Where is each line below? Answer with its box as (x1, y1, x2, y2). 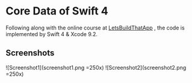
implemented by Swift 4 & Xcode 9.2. (5, 30, 98, 37)
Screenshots (5, 48, 55, 58)
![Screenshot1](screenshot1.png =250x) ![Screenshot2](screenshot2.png (5, 64, 187, 71)
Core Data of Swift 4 (5, 4, 109, 18)
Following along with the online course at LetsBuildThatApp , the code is (5, 24, 185, 31)
